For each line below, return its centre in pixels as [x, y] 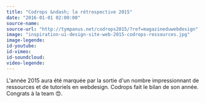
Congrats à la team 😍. [35, 93]
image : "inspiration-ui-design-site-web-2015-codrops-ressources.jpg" [98, 35]
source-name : [23, 23]
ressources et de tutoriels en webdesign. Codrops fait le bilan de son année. [102, 87]
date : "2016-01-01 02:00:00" [43, 18]
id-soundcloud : [26, 57]
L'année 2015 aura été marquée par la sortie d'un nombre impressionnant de [103, 80]
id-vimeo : [19, 52]
